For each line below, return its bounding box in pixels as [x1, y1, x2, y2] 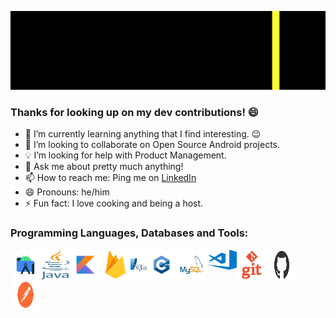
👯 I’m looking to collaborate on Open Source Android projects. [24, 139, 281, 151]
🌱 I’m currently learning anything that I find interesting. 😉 [24, 128, 262, 140]
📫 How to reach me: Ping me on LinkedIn [24, 172, 197, 184]
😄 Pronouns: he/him [24, 186, 110, 198]
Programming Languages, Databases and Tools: [10, 226, 249, 240]
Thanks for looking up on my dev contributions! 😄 [10, 105, 259, 119]
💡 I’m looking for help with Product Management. [24, 149, 227, 161]
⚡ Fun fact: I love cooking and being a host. [24, 197, 204, 210]
